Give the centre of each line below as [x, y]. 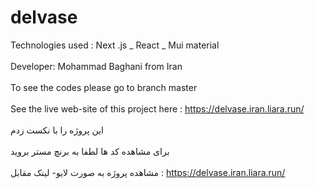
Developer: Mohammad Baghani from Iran [96, 66]
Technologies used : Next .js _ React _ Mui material [115, 45]
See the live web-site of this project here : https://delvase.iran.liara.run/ [157, 108]
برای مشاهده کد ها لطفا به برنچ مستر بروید [90, 151]
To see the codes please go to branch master [104, 87]
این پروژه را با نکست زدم [57, 130]
